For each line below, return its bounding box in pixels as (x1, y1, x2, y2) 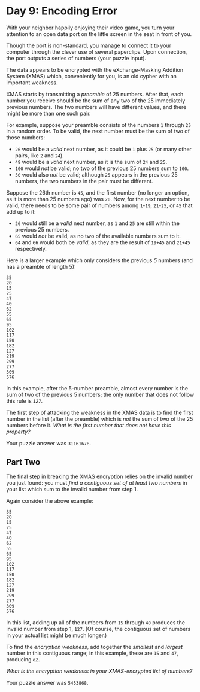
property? (6, 428, 31, 435)
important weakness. (6, 79, 58, 86)
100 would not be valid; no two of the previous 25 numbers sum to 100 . (14, 165, 189, 172)
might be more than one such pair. (6, 110, 91, 117)
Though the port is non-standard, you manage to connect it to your (6, 42, 172, 49)
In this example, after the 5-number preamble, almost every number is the (6, 384, 189, 391)
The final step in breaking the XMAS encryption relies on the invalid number (6, 473, 193, 480)
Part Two (6, 457, 41, 468)
